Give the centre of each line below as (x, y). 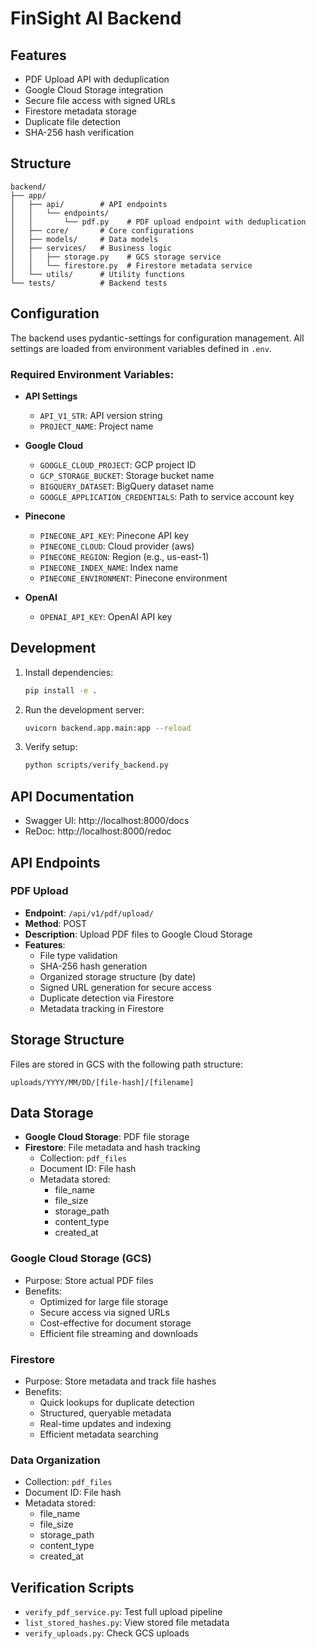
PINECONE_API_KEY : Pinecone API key (114, 535)
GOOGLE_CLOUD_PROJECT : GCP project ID (118, 464)
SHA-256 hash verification (79, 132)
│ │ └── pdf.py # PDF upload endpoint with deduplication (158, 222)
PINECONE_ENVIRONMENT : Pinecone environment (133, 578)
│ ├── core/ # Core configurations (102, 230)
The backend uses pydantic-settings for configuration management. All (157, 338)
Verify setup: (51, 747)
